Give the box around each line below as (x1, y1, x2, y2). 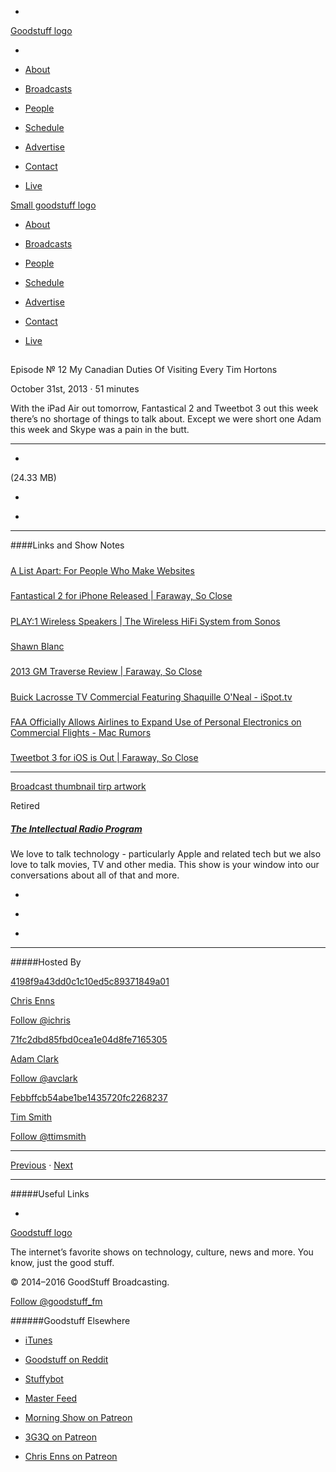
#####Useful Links (10, 1188, 90, 1200)
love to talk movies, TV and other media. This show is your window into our (10, 859, 320, 871)
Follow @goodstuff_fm (10, 1296, 103, 1308)
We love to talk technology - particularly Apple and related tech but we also (10, 848, 322, 860)
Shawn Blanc (10, 640, 65, 652)
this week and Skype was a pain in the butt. (10, 424, 190, 436)
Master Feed (24, 1392, 78, 1405)
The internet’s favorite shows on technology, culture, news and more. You (10, 1246, 314, 1258)
